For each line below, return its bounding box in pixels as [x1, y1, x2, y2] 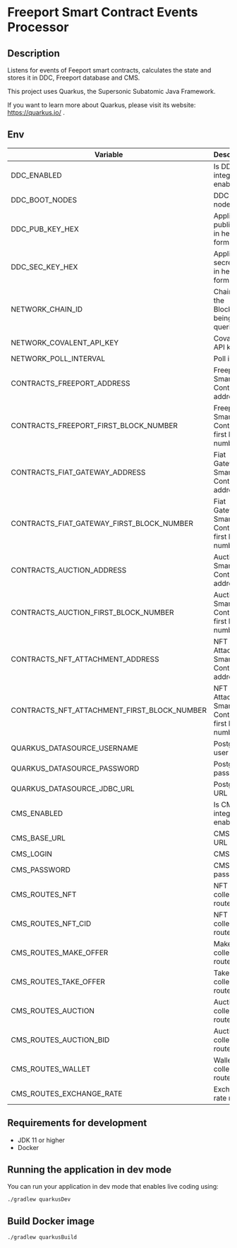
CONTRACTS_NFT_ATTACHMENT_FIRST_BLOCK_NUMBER [11, 705, 207, 715]
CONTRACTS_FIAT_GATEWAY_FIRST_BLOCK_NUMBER [11, 518, 194, 528]
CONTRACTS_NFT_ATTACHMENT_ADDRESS [11, 654, 159, 663]
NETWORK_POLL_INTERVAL [11, 353, 106, 363]
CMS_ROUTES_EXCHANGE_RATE [11, 1089, 123, 1099]
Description [7, 47, 60, 59]
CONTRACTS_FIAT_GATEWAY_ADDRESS [11, 467, 146, 477]
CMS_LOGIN [11, 849, 53, 859]
